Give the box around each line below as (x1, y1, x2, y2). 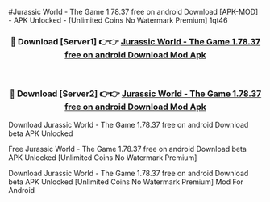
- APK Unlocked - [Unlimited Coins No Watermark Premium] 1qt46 (8, 15, 228, 25)
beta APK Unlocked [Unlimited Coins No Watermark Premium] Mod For (8, 177, 244, 187)
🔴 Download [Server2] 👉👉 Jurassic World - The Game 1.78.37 (9, 88, 262, 99)
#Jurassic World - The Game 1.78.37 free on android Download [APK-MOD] (8, 7, 259, 16)
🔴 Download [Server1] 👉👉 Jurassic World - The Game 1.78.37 (10, 36, 261, 47)
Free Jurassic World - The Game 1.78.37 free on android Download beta (8, 144, 247, 154)
